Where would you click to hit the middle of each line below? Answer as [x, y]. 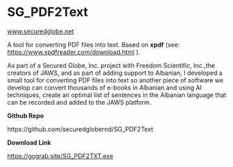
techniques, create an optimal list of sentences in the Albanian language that [117, 95]
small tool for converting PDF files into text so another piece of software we [115, 80]
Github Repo [25, 116]
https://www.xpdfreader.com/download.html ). [74, 52]
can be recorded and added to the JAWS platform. [79, 102]
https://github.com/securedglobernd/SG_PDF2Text [80, 129]
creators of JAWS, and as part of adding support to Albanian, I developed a [115, 73]
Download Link [29, 142]
